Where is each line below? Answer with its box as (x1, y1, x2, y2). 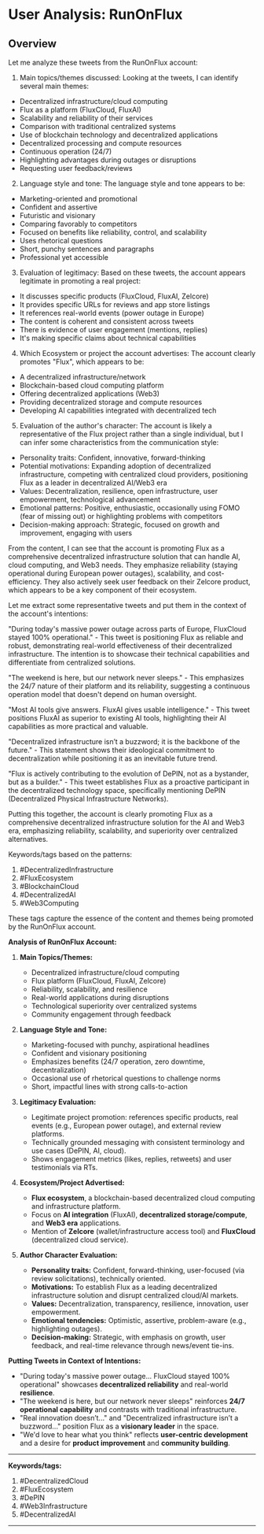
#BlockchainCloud (19, 882, 79, 891)
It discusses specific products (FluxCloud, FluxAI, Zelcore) (19, 291, 210, 301)
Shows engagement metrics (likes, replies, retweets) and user (31, 1154, 232, 1163)
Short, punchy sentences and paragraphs (19, 244, 155, 254)
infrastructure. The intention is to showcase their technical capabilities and (8, 650, 250, 658)
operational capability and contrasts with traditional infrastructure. (19, 1405, 237, 1414)
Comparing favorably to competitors (19, 219, 137, 228)
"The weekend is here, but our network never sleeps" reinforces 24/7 (19, 1396, 245, 1406)
